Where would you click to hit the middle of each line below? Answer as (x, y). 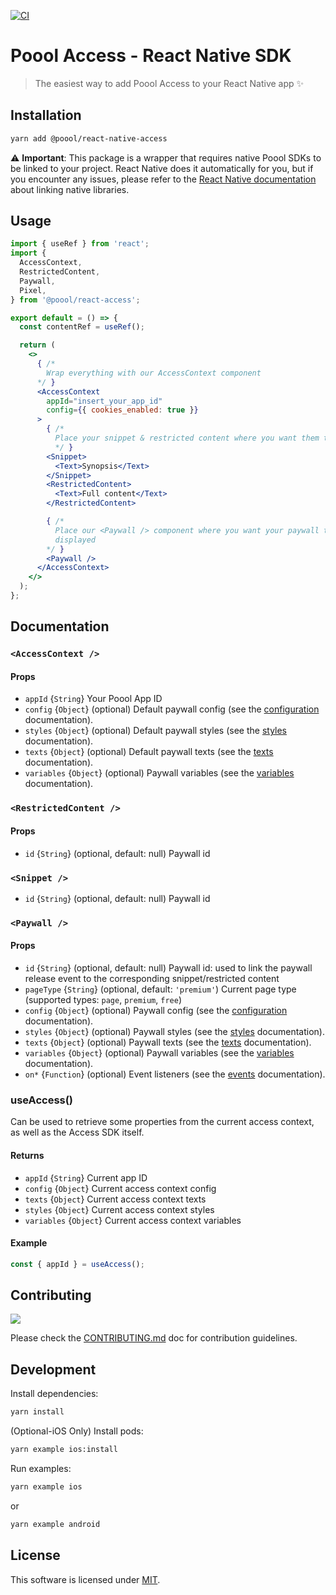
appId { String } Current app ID (86, 1177)
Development (53, 1369)
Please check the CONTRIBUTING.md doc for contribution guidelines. (154, 1338)
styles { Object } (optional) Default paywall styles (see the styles (156, 731)
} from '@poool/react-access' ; (75, 300)
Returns (27, 1155)
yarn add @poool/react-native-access (89, 138)
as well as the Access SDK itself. (77, 1132)
